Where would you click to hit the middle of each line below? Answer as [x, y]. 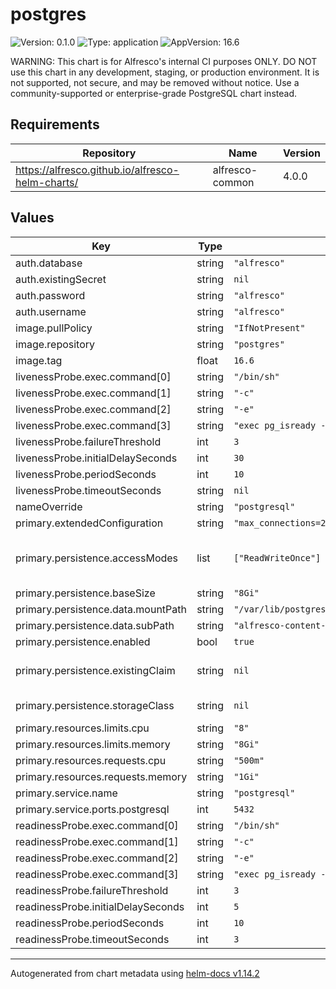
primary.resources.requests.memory [101, 776]
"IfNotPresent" [269, 327]
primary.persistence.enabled [83, 641]
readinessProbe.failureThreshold [92, 890]
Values [32, 218]
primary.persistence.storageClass [95, 705]
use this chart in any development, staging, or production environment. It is [165, 72]
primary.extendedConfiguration [89, 523]
